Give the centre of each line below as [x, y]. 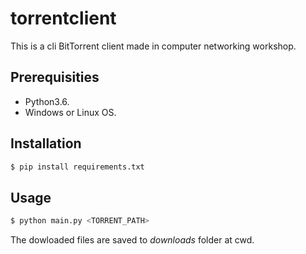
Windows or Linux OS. [70, 112]
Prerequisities [55, 77]
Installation [46, 143]
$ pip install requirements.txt [77, 167]
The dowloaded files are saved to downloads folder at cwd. [132, 240]
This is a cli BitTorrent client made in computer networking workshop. [153, 46]
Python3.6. [47, 101]
